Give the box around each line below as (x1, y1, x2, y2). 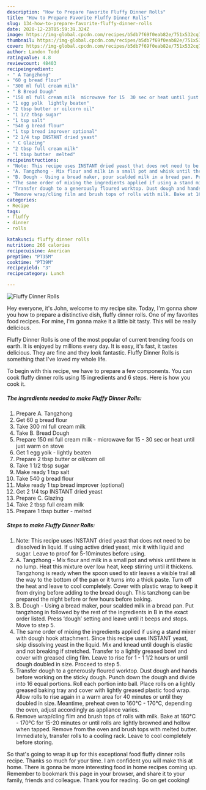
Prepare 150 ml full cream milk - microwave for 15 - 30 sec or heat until (15, 435, 195, 443)
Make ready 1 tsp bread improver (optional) (15, 481, 125, 489)
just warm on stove (15, 442, 64, 450)
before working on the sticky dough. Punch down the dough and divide (15, 673, 195, 680)
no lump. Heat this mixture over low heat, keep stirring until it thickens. (15, 563, 194, 570)
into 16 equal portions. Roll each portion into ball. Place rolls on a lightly (15, 680, 196, 687)
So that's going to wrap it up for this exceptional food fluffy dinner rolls (7, 750, 185, 758)
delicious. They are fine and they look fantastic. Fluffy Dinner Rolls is (7, 349, 180, 356)
